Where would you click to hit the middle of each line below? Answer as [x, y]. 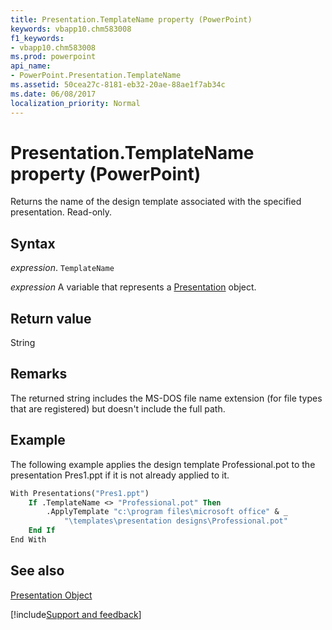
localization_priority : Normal [75, 103]
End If [42, 531]
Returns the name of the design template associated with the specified [156, 202]
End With [28, 540]
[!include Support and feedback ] [76, 614]
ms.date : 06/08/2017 [53, 94]
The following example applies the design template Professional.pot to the [163, 464]
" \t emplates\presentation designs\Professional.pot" [175, 521]
